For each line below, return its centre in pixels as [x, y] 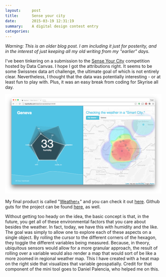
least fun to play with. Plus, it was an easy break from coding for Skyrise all [82, 82]
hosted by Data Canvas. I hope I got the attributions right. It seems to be [79, 66]
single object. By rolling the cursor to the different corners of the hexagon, [81, 237]
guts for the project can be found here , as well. [53, 207]
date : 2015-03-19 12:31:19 [40, 21]
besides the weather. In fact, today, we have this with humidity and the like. [82, 227]
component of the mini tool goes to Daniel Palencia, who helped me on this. [82, 269]
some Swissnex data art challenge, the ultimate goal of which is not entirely [82, 71]
